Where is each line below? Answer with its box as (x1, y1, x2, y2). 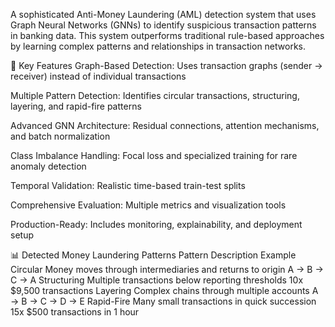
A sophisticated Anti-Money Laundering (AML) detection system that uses (10, 9, 317, 20)
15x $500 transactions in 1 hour (10, 306, 140, 318)
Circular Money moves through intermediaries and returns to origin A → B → (10, 264, 324, 275)
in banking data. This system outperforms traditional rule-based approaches (10, 30, 325, 41)
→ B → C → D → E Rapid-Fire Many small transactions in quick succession (10, 295, 317, 307)
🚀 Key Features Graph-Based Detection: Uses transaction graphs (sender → (10, 60, 323, 71)
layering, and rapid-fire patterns (10, 100, 142, 112)
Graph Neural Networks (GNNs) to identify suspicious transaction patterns (10, 19, 317, 31)
